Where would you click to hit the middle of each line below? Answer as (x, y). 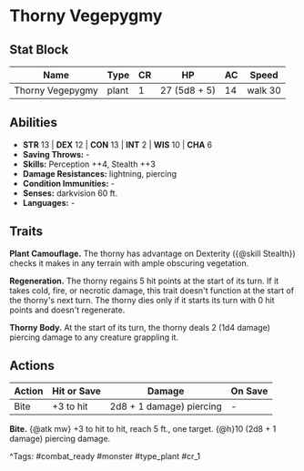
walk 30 (264, 90)
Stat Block (39, 50)
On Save (249, 391)
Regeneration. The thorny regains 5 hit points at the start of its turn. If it (144, 281)
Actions (32, 366)
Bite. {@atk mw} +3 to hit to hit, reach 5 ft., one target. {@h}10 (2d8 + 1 (143, 429)
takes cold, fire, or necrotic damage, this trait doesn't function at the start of (152, 290)
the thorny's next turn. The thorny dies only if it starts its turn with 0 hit (142, 300)
